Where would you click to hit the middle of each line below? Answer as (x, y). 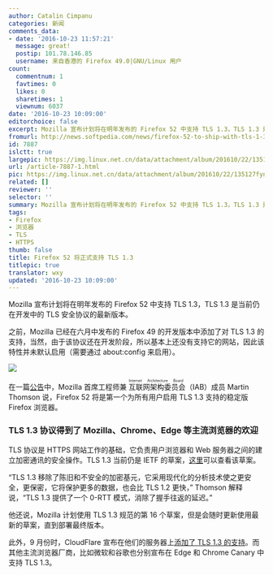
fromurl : (23, 136)
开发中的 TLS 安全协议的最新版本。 (74, 314)
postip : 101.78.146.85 (54, 54)
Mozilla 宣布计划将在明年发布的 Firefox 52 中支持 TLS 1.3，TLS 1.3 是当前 (131, 305)
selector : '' (30, 197)
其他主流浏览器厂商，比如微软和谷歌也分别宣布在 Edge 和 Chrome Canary (132, 552)
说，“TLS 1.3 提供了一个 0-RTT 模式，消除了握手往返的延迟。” (110, 497)
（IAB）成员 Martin (217, 387)
